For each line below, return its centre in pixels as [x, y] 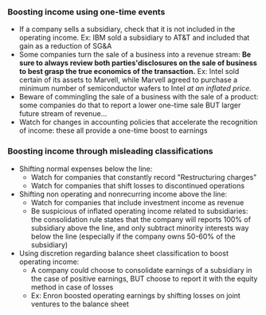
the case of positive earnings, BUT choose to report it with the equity [144, 278]
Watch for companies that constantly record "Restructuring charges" [144, 177]
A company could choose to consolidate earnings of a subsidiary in [141, 270]
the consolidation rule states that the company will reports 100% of [141, 219]
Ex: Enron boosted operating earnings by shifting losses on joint [135, 295]
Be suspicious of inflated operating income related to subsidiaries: [139, 211]
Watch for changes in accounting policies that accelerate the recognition [138, 122]
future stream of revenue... [63, 114]
